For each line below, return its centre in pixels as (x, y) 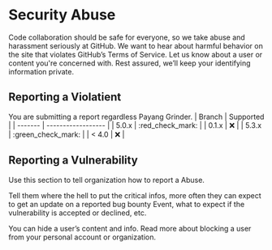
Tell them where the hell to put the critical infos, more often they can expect (135, 195)
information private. (41, 71)
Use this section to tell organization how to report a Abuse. (107, 180)
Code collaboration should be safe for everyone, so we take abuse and (127, 37)
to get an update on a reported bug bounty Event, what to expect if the (127, 204)
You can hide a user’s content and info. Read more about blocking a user (130, 228)
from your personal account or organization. (82, 237)
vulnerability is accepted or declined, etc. (78, 213)
